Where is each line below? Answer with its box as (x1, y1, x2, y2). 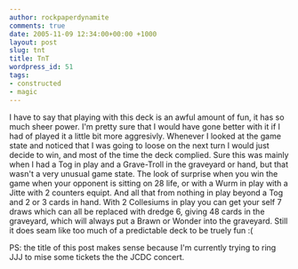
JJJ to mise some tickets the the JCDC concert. (9, 251, 185, 262)
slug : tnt (9, 46, 46, 55)
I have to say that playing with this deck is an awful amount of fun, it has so (9, 112, 285, 123)
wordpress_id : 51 (9, 63, 74, 72)
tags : (9, 71, 29, 80)
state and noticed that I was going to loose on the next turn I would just (9, 139, 270, 151)
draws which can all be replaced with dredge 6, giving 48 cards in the (9, 206, 265, 217)
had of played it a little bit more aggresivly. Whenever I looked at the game (9, 131, 282, 141)
